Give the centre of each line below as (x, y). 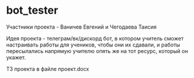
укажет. (16, 57)
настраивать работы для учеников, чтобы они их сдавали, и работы (93, 45)
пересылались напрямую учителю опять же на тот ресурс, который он (97, 51)
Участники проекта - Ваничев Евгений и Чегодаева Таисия (81, 27)
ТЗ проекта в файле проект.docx (48, 68)
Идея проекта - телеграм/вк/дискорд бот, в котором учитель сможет (95, 38)
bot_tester (32, 10)
